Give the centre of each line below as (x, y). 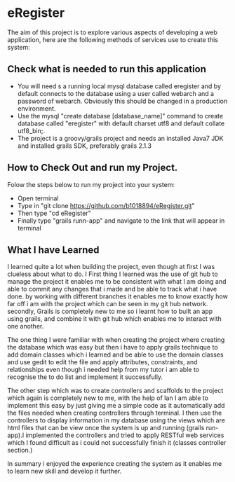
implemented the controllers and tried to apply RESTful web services (125, 435)
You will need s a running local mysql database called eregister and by (119, 86)
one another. (26, 326)
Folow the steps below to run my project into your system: (91, 184)
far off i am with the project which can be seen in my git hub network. (108, 304)
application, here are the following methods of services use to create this (113, 39)
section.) (20, 450)
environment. (36, 108)
